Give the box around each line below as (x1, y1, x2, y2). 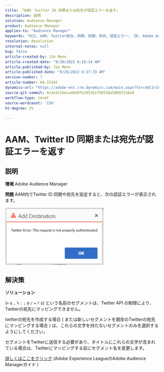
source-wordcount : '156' (5, 101, 56, 105)
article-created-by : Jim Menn (5, 54, 67, 59)
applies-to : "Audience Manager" (5, 28, 71, 34)
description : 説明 (5, 13, 41, 18)
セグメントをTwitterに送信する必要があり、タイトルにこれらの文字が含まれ (5, 339, 156, 345)
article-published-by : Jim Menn (5, 64, 71, 69)
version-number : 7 (5, 75, 42, 80)
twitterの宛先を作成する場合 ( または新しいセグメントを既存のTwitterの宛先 (5, 316, 156, 322)
